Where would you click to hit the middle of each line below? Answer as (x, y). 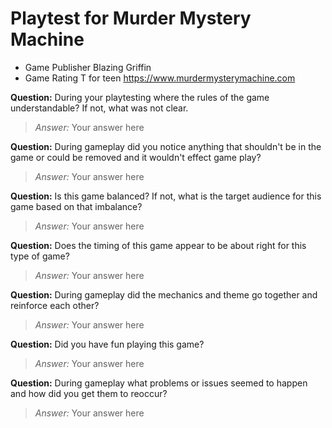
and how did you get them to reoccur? (89, 393)
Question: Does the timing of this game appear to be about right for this (158, 245)
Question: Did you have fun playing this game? (107, 344)
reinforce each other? (55, 305)
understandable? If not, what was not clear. (99, 108)
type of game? (40, 256)
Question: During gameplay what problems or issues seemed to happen (159, 383)
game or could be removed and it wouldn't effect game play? (136, 157)
